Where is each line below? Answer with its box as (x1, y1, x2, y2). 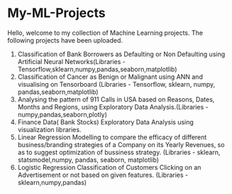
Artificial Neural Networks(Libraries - (17, 57, 126, 65)
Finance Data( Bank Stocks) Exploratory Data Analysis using (17, 117, 194, 126)
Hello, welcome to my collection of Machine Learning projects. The (7, 28, 204, 37)
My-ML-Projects (7, 5, 106, 21)
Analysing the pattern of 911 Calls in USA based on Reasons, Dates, (17, 95, 215, 104)
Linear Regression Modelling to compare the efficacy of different (17, 133, 207, 141)
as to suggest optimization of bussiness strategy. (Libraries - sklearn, (17, 148, 221, 156)
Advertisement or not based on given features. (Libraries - (17, 171, 189, 179)
